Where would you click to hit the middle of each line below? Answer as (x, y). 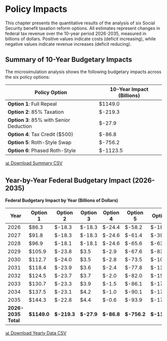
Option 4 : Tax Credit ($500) (41, 134)
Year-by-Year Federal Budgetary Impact (68, 181)
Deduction (20, 126)
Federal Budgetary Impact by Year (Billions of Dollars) (62, 200)
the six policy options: (28, 77)
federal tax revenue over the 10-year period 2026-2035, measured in (76, 33)
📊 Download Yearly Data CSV (36, 333)
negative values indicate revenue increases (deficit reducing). (68, 44)
